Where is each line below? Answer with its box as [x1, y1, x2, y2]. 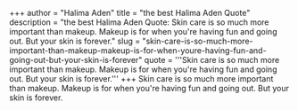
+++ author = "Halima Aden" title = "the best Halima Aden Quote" [9, 8, 251, 18]
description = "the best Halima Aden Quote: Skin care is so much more [9, 17, 269, 27]
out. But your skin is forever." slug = [9, 35, 141, 46]
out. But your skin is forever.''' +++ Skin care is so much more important [9, 74, 274, 83]
